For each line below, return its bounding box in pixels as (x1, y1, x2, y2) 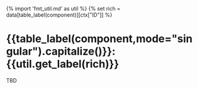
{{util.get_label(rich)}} (6, 58, 120, 71)
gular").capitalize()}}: (6, 44, 116, 58)
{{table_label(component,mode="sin (6, 32, 193, 46)
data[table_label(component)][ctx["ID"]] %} (6, 11, 113, 18)
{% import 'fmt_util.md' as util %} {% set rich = (6, 5, 120, 12)
